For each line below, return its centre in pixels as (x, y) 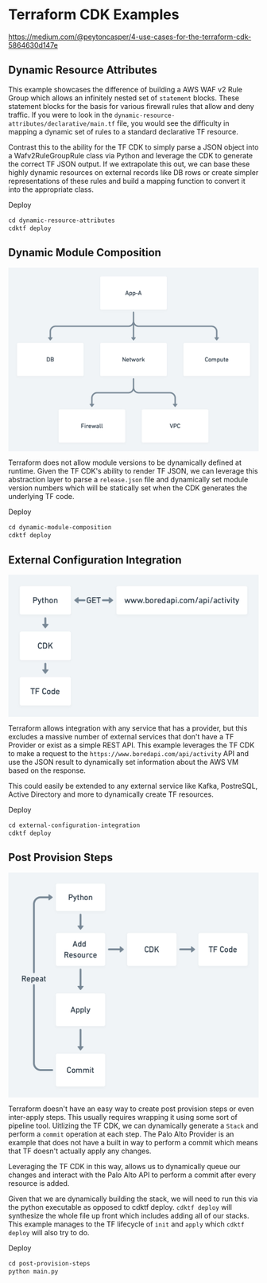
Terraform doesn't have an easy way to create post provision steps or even (131, 1109)
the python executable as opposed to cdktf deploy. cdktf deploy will (120, 1207)
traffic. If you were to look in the (60, 115)
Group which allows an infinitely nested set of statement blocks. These (124, 98)
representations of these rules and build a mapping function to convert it (127, 181)
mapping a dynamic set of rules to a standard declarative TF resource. (123, 131)
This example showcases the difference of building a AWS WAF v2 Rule (125, 89)
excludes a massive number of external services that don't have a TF (121, 736)
